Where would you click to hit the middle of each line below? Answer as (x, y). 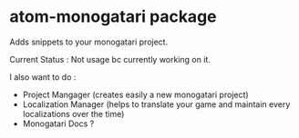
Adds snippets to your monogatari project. (89, 42)
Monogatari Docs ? (58, 123)
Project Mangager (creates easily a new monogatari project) (135, 94)
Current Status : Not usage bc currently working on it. (110, 59)
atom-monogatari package (113, 17)
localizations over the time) (73, 113)
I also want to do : (43, 77)
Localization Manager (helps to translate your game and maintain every (156, 104)
